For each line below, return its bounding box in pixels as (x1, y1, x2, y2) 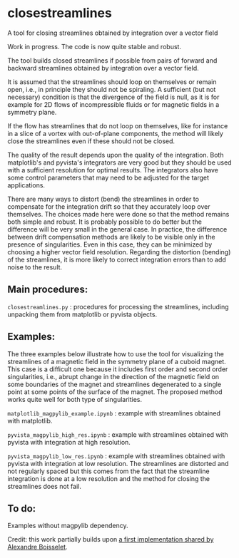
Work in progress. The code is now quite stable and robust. (7, 42, 182, 51)
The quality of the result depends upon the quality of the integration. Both (7, 150, 224, 159)
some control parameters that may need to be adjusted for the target (7, 173, 209, 182)
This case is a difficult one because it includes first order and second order (7, 365, 228, 373)
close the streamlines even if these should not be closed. (7, 137, 176, 145)
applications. (7, 180, 45, 190)
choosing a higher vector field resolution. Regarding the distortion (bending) (7, 247, 231, 256)
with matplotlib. (7, 416, 53, 425)
